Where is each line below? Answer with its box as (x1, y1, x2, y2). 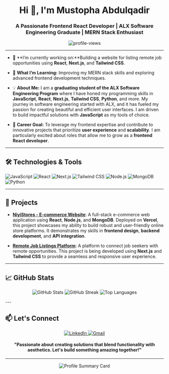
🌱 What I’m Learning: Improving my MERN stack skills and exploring (12, 70, 155, 76)
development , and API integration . (12, 233, 86, 239)
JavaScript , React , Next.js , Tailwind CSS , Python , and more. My (12, 96, 148, 102)
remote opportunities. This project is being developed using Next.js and (12, 248, 162, 254)
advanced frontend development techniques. (12, 75, 106, 81)
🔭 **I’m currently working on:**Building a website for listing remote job (12, 55, 162, 61)
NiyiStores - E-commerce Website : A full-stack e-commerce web (12, 211, 150, 218)
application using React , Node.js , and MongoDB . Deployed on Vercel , (12, 217, 158, 223)
